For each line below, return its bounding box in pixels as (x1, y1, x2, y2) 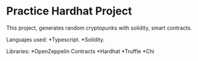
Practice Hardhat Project (6, 4, 132, 18)
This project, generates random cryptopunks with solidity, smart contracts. (6, 24, 192, 31)
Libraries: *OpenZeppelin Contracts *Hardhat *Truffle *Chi (6, 47, 155, 55)
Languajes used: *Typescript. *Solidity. (6, 36, 104, 43)
